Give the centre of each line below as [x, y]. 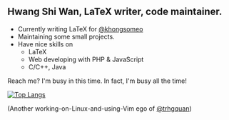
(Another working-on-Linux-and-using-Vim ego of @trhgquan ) [100, 108]
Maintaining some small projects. [66, 36]
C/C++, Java [47, 66]
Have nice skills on [45, 44]
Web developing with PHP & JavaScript [86, 59]
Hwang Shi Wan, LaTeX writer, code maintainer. [115, 12]
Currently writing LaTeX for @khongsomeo [80, 29]
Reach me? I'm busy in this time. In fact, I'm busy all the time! [97, 81]
